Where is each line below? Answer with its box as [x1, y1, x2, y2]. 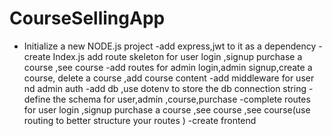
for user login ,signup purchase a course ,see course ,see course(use [23, 103, 311, 116]
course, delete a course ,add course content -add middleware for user [23, 72, 315, 84]
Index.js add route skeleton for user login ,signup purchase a [52, 50, 303, 62]
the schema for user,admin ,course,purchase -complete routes [52, 93, 311, 105]
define [23, 93, 51, 105]
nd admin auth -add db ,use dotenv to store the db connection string [23, 82, 307, 94]
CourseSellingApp [9, 7, 166, 30]
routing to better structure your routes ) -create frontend [23, 114, 257, 126]
